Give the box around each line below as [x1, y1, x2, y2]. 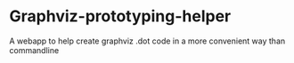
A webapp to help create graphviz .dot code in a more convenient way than [9, 35, 286, 46]
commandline [9, 44, 60, 55]
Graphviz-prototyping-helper [9, 6, 232, 27]
